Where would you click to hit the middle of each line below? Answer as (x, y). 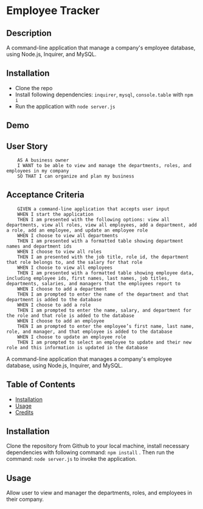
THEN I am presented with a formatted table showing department (100, 241)
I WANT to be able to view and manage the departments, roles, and (104, 166)
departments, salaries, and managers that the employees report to (94, 283)
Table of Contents (41, 385)
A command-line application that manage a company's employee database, (101, 48)
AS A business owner (43, 160)
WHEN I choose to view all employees (65, 268)
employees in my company (38, 171)
